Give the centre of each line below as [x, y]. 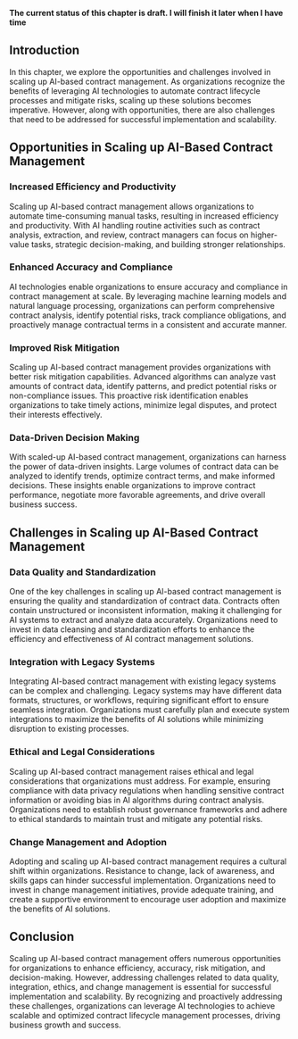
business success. [43, 504]
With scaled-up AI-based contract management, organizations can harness [148, 457]
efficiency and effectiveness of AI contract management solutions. [132, 639]
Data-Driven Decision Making [74, 438]
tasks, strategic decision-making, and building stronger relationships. [158, 244]
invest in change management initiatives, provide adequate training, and [141, 889]
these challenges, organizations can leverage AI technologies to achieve [142, 1006]
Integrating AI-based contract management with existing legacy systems [143, 681]
